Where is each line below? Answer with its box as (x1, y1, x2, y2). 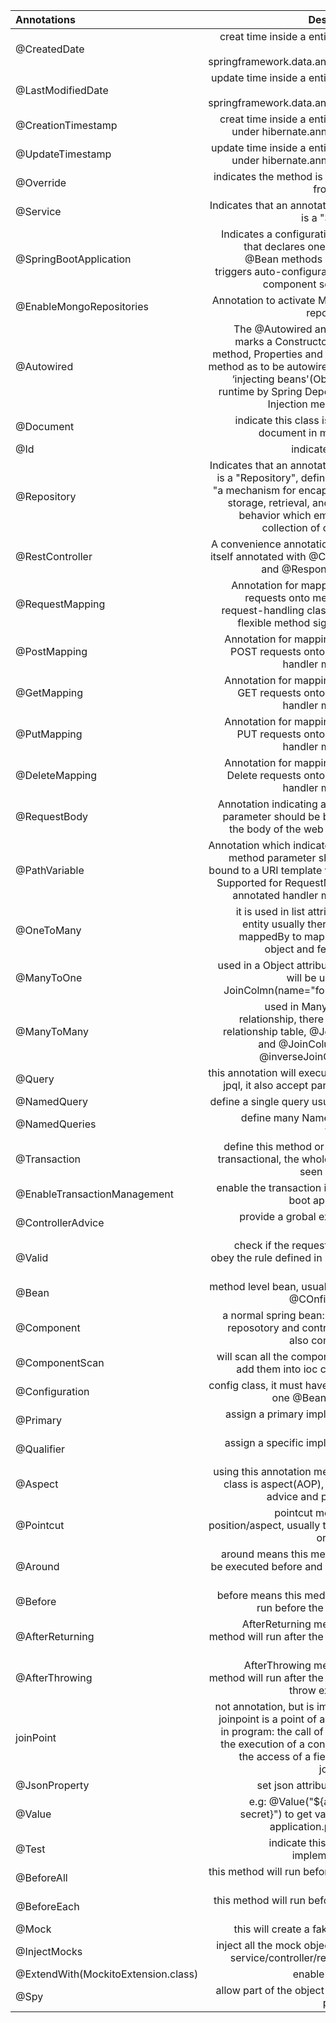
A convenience (210, 537, 282, 551)
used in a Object (217, 959, 295, 972)
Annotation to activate (211, 294, 316, 307)
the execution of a (220, 1737, 306, 1751)
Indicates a (221, 227, 273, 241)
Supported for (216, 876, 283, 889)
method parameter (228, 851, 317, 864)
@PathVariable (15, 864, 85, 877)
